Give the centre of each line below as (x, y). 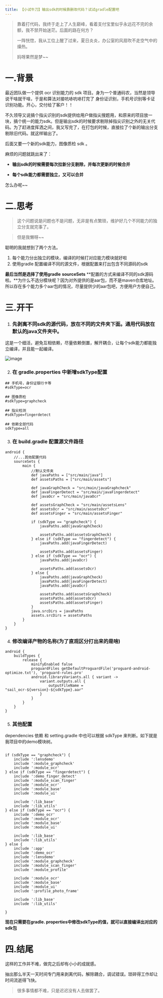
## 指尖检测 (16, 411)
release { (32, 660)
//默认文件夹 (42, 471)
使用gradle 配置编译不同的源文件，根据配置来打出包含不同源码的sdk (80, 264)
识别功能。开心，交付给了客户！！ (39, 104)
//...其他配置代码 (30, 457)
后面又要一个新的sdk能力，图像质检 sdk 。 (48, 143)
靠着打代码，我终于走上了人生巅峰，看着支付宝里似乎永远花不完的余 (85, 24)
